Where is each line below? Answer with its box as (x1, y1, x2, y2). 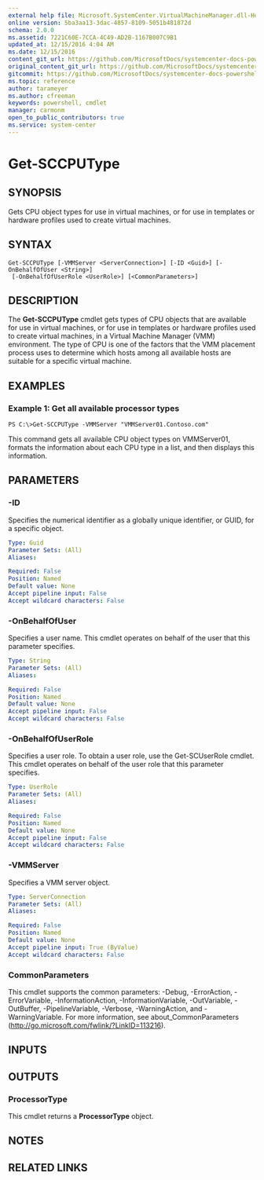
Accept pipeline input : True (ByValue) (8, 944, 139, 951)
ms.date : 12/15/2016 (8, 48, 76, 56)
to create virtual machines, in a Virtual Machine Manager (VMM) (8, 332, 216, 341)
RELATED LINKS (8, 1160, 88, 1175)
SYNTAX (8, 238, 53, 251)
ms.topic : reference (8, 77, 76, 85)
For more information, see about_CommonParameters (65, 1012, 240, 1021)
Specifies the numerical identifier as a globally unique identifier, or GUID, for (8, 515, 255, 525)
